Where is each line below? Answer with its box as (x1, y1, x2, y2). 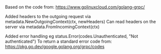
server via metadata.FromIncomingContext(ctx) (5, 24, 100, 30)
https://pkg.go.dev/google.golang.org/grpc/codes (5, 44, 105, 49)
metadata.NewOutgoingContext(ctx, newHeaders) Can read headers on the (5, 19, 156, 24)
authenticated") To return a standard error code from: (5, 38, 113, 44)
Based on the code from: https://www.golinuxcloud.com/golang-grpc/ (5, 4, 145, 10)
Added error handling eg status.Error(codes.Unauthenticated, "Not (5, 34, 138, 39)
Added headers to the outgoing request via (5, 14, 91, 19)
